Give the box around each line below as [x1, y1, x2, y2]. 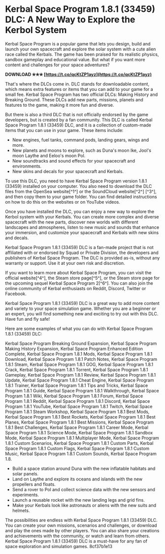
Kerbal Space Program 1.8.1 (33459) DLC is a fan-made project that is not [5, 244, 154, 250]
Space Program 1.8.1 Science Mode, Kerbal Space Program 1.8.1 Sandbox [5, 429, 153, 435]
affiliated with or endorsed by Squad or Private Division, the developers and [5, 250, 159, 256]
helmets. [12, 508, 30, 513]
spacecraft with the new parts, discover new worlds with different [5, 219, 139, 225]
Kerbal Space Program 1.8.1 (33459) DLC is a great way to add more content [5, 300, 160, 306]
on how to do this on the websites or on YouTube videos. [5, 199, 121, 205]
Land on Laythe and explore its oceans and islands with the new [12, 476, 143, 482]
